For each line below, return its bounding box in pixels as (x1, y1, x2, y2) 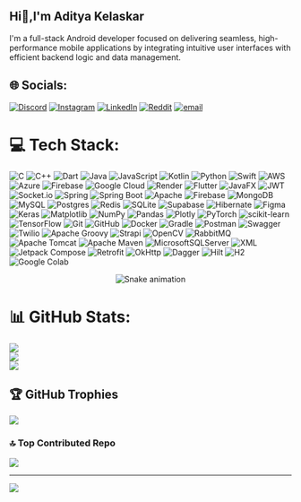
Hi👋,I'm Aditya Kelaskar (9, 9, 145, 24)
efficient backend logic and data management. (9, 51, 182, 63)
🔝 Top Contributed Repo (9, 437, 116, 449)
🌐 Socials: (9, 78, 68, 93)
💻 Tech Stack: (9, 134, 120, 155)
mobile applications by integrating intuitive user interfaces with (59, 42, 291, 53)
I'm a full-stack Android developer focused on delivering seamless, (9, 32, 257, 43)
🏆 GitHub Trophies (9, 386, 119, 402)
